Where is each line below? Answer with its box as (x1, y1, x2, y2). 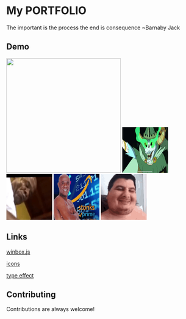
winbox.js (6, 248, 30, 255)
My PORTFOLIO (6, 4, 87, 18)
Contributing (6, 289, 56, 299)
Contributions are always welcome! (6, 306, 95, 313)
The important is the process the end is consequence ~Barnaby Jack (6, 24, 181, 31)
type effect (6, 271, 34, 279)
